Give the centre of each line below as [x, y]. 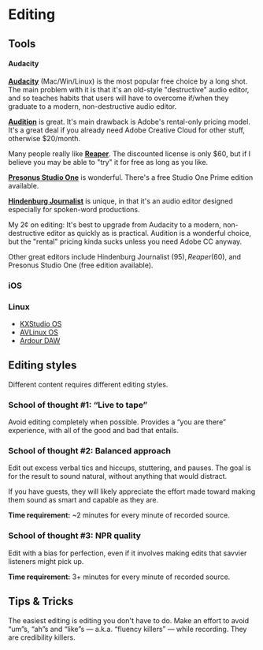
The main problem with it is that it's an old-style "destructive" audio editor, [129, 89]
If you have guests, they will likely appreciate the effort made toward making [132, 491]
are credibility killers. [42, 637]
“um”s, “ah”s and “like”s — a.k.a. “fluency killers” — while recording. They [128, 629]
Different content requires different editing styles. [88, 384]
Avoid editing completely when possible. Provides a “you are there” [117, 422]
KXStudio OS [41, 324]
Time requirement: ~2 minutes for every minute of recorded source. [119, 515]
